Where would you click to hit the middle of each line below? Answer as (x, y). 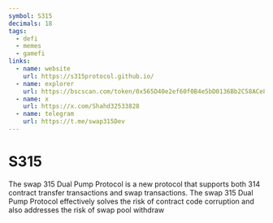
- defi (27, 39)
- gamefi (30, 54)
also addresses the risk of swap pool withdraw (87, 210)
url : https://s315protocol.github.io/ (89, 76)
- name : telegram (45, 114)
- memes (29, 46)
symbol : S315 (30, 16)
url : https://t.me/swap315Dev (74, 122)
